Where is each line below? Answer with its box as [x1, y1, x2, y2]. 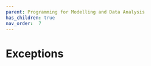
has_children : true [5, 15, 55, 21]
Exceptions [5, 46, 64, 61]
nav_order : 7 [5, 20, 42, 26]
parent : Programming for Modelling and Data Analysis [5, 9, 146, 15]
